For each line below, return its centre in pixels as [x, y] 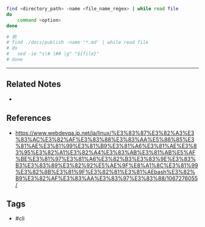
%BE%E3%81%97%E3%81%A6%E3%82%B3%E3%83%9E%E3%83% [106, 159]
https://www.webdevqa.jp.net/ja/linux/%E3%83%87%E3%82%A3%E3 [105, 133]
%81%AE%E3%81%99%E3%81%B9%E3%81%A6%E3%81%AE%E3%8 [106, 146]
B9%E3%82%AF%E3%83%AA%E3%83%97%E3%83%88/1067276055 [106, 178]
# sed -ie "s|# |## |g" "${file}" [53, 54]
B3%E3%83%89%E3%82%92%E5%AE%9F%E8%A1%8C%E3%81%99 [106, 165]
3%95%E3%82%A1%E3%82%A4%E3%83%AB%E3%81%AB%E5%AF [105, 152]
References [29, 118]
